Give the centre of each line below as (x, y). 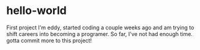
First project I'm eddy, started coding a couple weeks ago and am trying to (100, 27)
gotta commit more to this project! (49, 40)
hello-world (37, 11)
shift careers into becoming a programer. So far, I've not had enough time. (99, 34)
